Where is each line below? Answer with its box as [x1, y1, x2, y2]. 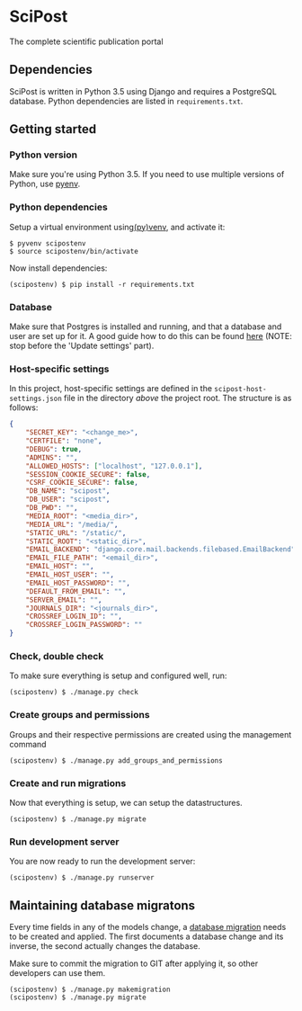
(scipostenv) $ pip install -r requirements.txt [9, 280, 195, 289]
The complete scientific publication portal [9, 36, 164, 47]
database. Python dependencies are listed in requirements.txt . [9, 95, 244, 106]
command [9, 738, 47, 749]
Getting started [9, 121, 97, 137]
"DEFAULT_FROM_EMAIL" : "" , [25, 586, 127, 595]
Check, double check [9, 650, 104, 662]
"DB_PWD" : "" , [25, 504, 78, 513]
